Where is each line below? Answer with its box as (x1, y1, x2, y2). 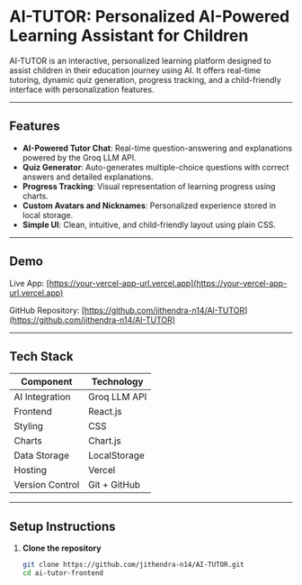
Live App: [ (9, 278, 49, 288)
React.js (88, 406, 122, 418)
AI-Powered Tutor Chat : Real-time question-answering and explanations (22, 142, 293, 153)
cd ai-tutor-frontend (22, 569, 103, 578)
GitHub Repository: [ (9, 305, 85, 315)
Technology (91, 376, 144, 388)
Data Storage (13, 449, 70, 462)
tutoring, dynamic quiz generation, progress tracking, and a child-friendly (9, 74, 281, 85)
